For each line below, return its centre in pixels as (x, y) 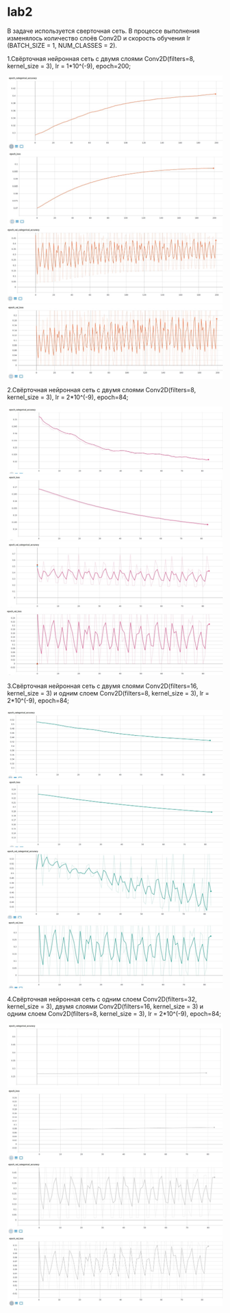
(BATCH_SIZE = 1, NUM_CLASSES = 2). (62, 45)
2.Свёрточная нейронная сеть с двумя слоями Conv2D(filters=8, (102, 390)
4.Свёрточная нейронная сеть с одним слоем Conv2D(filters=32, (102, 999)
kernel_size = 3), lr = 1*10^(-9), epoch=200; (69, 66)
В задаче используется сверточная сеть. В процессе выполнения (103, 31)
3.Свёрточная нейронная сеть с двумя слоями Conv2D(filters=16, (103, 686)
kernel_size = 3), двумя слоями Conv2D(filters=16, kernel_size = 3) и (105, 1006)
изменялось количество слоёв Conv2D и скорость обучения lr (99, 38)
